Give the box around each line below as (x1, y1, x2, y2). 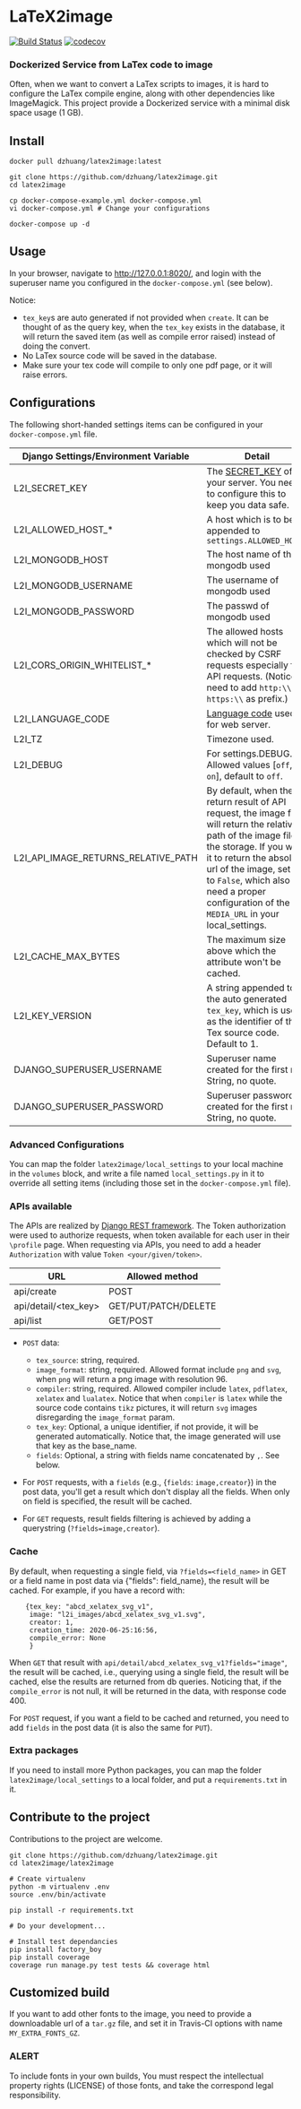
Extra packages (9, 1744, 79, 1757)
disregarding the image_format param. (35, 1412, 176, 1422)
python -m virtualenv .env (9, 1882, 110, 1891)
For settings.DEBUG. (206, 747, 293, 759)
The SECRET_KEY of (206, 464, 293, 477)
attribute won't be (206, 955, 282, 968)
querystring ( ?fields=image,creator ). (21, 1523, 160, 1534)
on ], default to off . (206, 769, 284, 782)
